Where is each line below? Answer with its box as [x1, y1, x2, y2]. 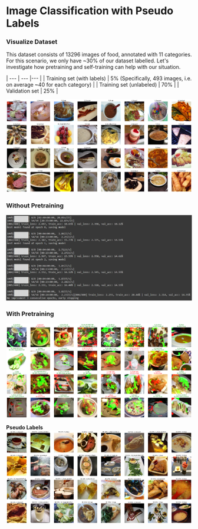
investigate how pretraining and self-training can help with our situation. [6, 64, 181, 71]
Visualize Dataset [6, 38, 58, 46]
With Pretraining [6, 309, 54, 318]
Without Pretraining [6, 201, 64, 210]
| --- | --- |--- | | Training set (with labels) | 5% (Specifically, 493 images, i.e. [6, 75, 192, 82]
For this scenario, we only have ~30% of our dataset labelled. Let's [6, 57, 169, 64]
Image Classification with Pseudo [6, 4, 174, 18]
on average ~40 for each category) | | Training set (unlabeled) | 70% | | [6, 81, 179, 88]
